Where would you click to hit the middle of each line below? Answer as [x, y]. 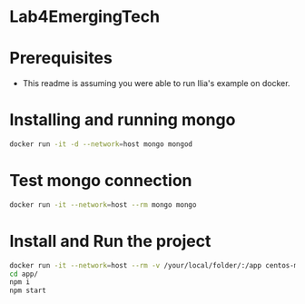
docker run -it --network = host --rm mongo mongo [103, 205]
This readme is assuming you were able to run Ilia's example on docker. [156, 83]
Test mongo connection [101, 181]
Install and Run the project [110, 241]
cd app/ [24, 274]
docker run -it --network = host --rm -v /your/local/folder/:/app [135, 265]
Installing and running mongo [123, 120]
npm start [28, 291]
